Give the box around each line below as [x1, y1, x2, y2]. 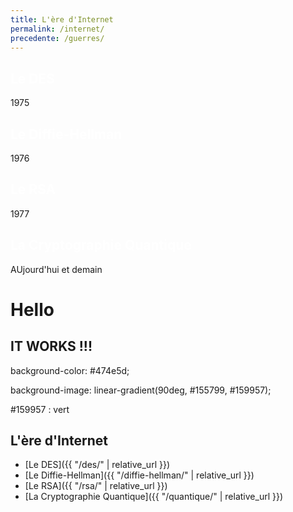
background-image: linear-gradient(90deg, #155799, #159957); [10, 384, 272, 396]
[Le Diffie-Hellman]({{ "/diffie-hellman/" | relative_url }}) [24, 469, 255, 481]
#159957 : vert [10, 403, 70, 415]
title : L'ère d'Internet [10, 14, 114, 25]
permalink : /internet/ [10, 24, 105, 34]
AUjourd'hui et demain [10, 263, 103, 275]
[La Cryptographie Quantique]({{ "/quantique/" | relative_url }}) [24, 491, 284, 503]
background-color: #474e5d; [10, 364, 130, 376]
